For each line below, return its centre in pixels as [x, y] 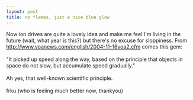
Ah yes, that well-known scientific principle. [59, 78]
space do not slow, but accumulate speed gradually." [71, 65]
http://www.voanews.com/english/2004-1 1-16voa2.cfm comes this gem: [94, 46]
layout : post [22, 12]
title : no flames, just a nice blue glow [58, 17]
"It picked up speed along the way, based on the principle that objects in [94, 59]
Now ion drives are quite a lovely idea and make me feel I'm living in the [94, 34]
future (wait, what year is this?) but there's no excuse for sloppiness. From [97, 40]
